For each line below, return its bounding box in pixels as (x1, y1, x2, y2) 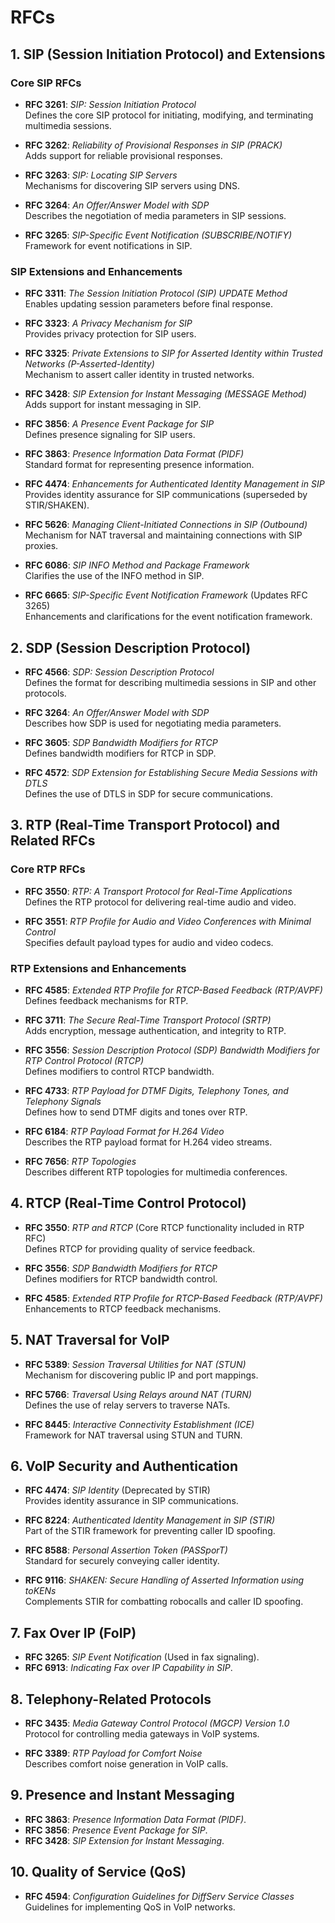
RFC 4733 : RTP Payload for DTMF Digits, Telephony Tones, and (24, 1084, 289, 1096)
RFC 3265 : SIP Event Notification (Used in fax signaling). (24, 1651, 260, 1663)
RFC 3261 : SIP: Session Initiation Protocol (24, 98, 197, 110)
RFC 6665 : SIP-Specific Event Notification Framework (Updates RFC (24, 589, 308, 601)
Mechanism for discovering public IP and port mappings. (24, 1369, 259, 1381)
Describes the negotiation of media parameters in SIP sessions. (24, 209, 287, 221)
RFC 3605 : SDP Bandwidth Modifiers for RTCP (24, 736, 218, 748)
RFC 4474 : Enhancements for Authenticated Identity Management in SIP (24, 478, 325, 490)
